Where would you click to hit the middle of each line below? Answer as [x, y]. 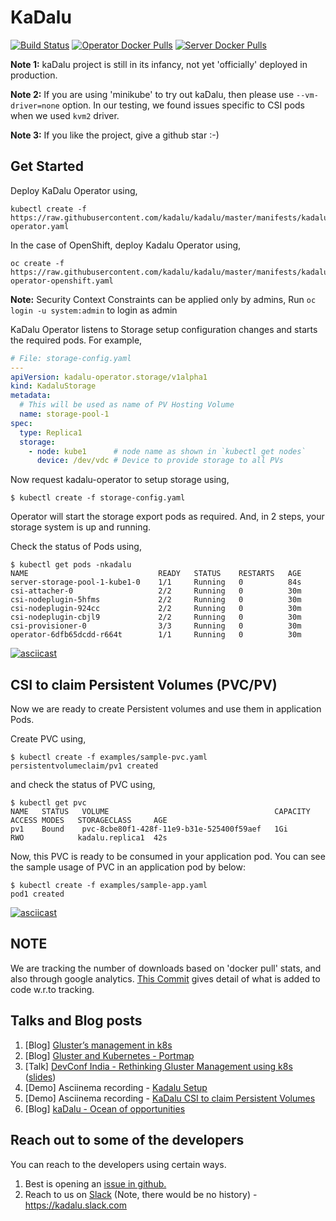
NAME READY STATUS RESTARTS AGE [156, 574]
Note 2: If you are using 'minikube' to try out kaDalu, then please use [152, 94]
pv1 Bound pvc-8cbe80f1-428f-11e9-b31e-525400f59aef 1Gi [149, 829]
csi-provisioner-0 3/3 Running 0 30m [156, 626]
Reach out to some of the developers [127, 1140]
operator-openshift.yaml [62, 281]
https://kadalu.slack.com [76, 1205]
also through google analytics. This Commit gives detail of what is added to [165, 978]
